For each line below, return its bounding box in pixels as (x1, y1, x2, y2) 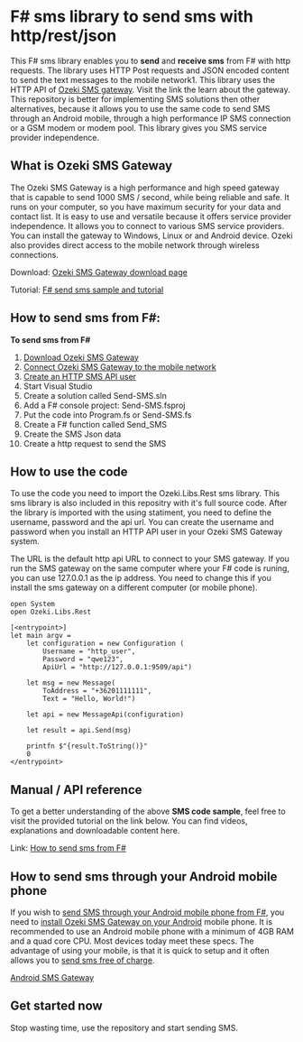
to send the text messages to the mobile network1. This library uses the (10, 74, 276, 85)
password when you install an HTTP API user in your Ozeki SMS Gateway (10, 526, 283, 538)
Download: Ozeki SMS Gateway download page (10, 266, 188, 277)
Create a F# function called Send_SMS (23, 419, 168, 429)
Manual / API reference (10, 782, 142, 798)
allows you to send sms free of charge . (10, 954, 155, 965)
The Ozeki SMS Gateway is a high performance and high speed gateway (10, 182, 280, 193)
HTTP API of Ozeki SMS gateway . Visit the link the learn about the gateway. (10, 84, 291, 95)
